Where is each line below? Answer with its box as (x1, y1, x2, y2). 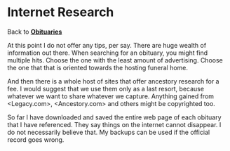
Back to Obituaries (7, 27, 62, 36)
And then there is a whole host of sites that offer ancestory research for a (7, 77, 219, 85)
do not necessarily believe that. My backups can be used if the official (7, 128, 210, 136)
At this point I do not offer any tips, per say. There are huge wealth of (7, 41, 207, 49)
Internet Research (7, 4, 114, 20)
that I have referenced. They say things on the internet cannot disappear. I (7, 120, 222, 129)
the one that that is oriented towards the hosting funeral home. (7, 63, 188, 72)
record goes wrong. (7, 135, 65, 144)
